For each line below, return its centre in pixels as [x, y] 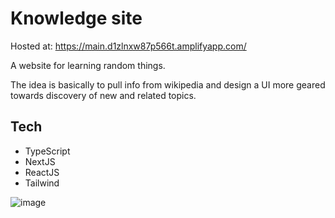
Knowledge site [76, 18]
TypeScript [47, 151]
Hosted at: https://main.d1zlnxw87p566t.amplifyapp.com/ [128, 46]
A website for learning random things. [88, 65]
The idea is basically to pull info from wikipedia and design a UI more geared [168, 84]
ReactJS [42, 172]
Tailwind [42, 183]
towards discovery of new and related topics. [103, 95]
